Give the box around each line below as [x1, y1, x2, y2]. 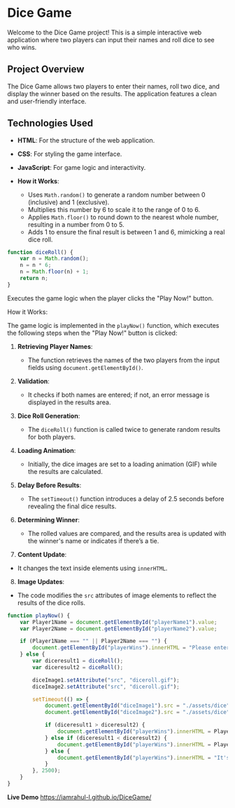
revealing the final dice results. [27, 502, 117, 510]
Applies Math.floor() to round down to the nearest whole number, [27, 213, 219, 221]
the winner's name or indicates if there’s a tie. [27, 536, 159, 545]
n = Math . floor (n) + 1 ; [20, 268, 90, 275]
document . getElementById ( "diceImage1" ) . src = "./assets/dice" [44, 702, 230, 710]
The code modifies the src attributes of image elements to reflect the [17, 591, 217, 600]
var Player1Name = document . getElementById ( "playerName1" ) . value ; [20, 618, 218, 625]
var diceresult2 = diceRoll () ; [32, 663, 124, 671]
